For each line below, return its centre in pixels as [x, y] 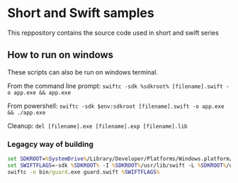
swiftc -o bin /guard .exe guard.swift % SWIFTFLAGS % [84, 172]
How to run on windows [61, 55]
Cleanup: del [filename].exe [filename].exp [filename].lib [97, 126]
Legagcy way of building [51, 144]
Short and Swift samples [81, 13]
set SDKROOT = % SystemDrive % [47, 159]
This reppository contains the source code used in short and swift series [113, 33]
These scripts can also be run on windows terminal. [83, 72]
